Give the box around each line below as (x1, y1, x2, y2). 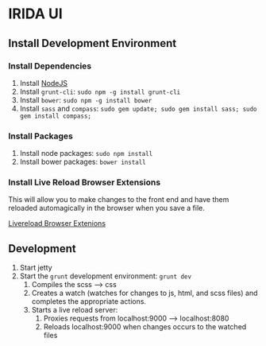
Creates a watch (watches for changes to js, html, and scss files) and (31, 288, 258, 298)
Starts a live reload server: (31, 305, 118, 315)
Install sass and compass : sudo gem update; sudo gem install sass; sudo (19, 103, 257, 113)
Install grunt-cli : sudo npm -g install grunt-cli (19, 87, 181, 96)
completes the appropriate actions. (31, 297, 147, 306)
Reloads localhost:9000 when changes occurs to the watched (43, 322, 247, 332)
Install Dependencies (8, 60, 92, 72)
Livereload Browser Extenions (8, 219, 106, 228)
